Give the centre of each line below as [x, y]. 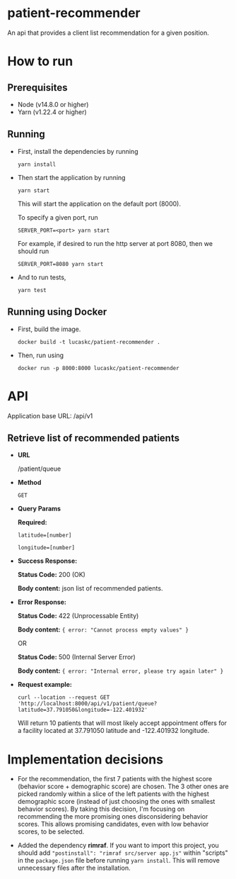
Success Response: [47, 561]
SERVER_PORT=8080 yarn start [60, 264]
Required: [32, 522]
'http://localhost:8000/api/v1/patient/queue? [87, 704]
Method [29, 483]
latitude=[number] [45, 536]
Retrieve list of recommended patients [94, 438]
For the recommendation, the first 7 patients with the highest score [115, 779]
